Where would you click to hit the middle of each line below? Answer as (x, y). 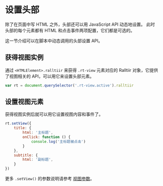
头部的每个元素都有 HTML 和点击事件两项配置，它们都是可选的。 (70, 30)
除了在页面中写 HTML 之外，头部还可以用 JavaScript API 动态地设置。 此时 (80, 24)
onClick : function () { (46, 137)
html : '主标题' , (38, 133)
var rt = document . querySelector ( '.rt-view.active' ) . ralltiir (69, 85)
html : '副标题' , (38, 160)
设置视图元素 (24, 102)
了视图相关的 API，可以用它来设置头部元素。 (50, 76)
